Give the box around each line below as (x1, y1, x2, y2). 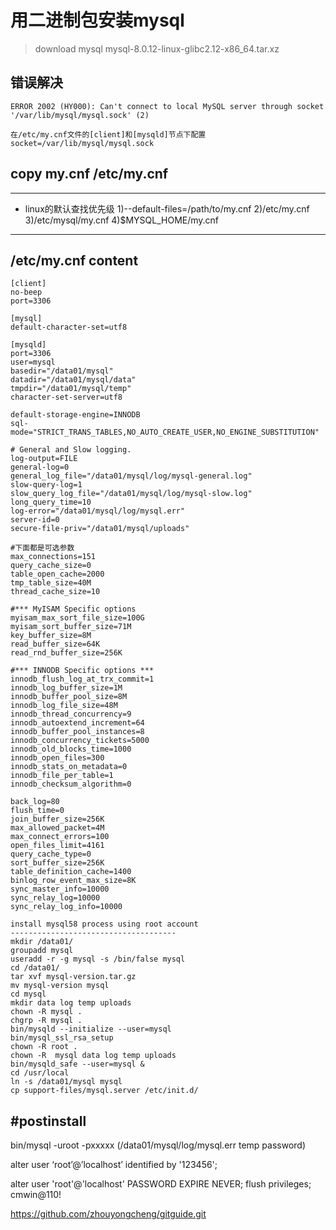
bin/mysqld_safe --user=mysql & (10, 1059, 145, 1070)
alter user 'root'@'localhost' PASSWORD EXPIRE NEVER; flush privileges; (10, 1178, 312, 1190)
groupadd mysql (10, 946, 74, 956)
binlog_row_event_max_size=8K (10, 876, 137, 886)
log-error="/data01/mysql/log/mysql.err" (10, 506, 186, 516)
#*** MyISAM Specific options (10, 604, 137, 615)
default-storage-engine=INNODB (10, 410, 141, 420)
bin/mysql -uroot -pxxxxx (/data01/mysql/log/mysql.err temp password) (10, 1139, 307, 1151)
